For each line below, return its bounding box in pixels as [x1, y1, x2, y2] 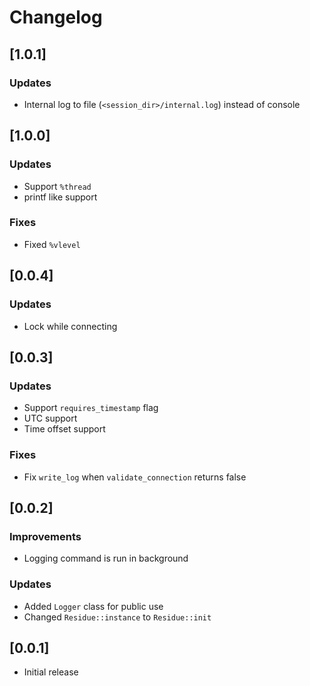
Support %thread [23, 180, 92, 192]
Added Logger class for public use [23, 600, 164, 612]
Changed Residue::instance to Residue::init [23, 611, 212, 623]
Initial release [23, 666, 79, 678]
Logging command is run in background [23, 552, 189, 565]
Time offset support [23, 423, 106, 435]
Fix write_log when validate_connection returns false [23, 471, 247, 483]
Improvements [9, 529, 82, 543]
